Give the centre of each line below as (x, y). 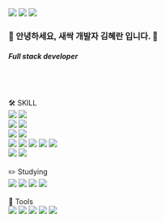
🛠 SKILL (23, 102)
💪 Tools (21, 201)
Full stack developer (43, 56)
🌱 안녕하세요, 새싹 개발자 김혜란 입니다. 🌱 (83, 36)
